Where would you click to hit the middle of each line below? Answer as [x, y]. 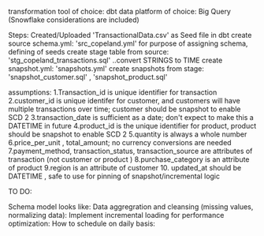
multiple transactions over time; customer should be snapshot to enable [125, 109]
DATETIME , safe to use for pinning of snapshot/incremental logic [114, 176]
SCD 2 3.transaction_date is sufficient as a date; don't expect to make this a [131, 117]
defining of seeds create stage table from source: [89, 52]
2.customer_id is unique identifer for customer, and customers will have [124, 101]
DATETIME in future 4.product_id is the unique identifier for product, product [132, 126]
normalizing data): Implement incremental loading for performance [116, 215]
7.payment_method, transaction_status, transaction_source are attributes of [130, 151]
